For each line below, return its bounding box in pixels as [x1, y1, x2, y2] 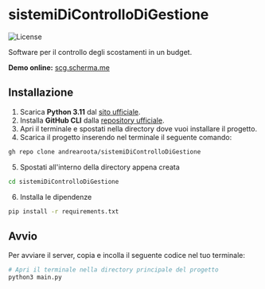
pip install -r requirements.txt [8, 207, 119, 216]
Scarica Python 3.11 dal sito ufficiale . [19, 107, 141, 116]
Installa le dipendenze [19, 192, 92, 201]
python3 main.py [8, 273, 62, 282]
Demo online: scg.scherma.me [8, 62, 110, 72]
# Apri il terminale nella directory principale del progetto [8, 266, 219, 274]
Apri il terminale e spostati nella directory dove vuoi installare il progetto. [19, 123, 257, 133]
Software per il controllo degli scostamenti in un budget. [8, 47, 193, 57]
